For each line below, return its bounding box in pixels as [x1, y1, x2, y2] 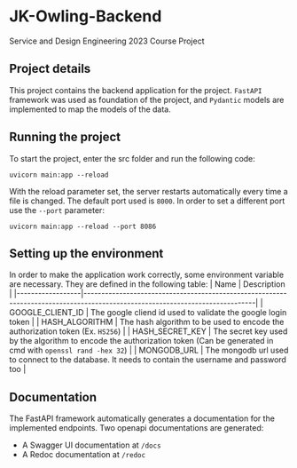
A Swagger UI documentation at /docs [21, 440, 161, 450]
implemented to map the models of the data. [9, 104, 171, 115]
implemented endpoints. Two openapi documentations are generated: [9, 423, 264, 433]
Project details [9, 61, 91, 76]
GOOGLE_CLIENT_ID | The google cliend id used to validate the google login [9, 307, 287, 318]
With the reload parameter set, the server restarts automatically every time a [9, 186, 288, 196]
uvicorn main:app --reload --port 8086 [9, 222, 157, 231]
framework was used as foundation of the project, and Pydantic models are [9, 94, 285, 105]
